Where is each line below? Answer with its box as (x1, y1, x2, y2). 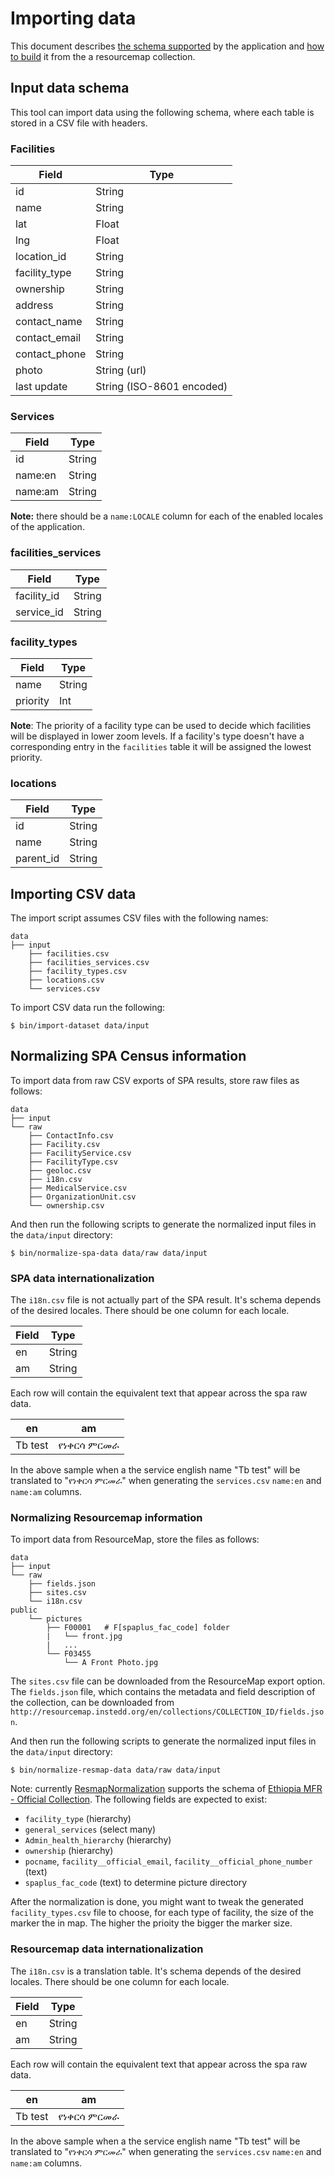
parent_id (15, 852, 60, 866)
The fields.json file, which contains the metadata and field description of (10, 1686, 316, 1698)
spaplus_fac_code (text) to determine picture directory (24, 1877, 248, 1889)
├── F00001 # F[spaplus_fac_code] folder (46, 1623, 230, 1633)
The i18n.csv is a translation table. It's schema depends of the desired (10, 1965, 302, 1977)
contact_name (15, 315, 83, 329)
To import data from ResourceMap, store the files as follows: (10, 1533, 260, 1546)
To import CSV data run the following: (10, 1002, 166, 1014)
